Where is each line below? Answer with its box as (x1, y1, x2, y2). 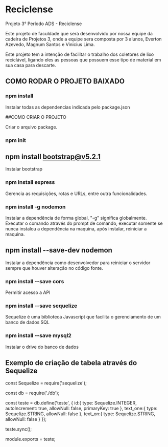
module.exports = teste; (5, 436, 56, 442)
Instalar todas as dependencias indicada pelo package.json (5, 104, 130, 110)
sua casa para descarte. (5, 62, 56, 68)
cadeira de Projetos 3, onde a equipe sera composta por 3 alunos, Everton (5, 36, 162, 42)
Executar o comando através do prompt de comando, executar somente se (5, 220, 163, 226)
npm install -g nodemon (5, 203, 66, 210)
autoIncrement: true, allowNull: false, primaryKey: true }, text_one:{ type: (5, 406, 158, 412)
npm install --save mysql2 (5, 332, 71, 339)
